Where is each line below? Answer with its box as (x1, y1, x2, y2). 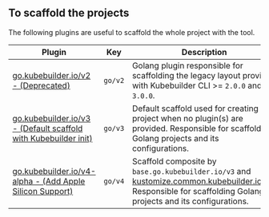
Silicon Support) (12, 185, 74, 196)
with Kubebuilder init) (12, 132, 93, 144)
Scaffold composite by (131, 156, 217, 167)
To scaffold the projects (8, 6, 130, 20)
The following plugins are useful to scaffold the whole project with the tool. (8, 27, 255, 37)
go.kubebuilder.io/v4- (12, 165, 96, 176)
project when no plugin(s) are (131, 112, 244, 124)
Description (181, 46, 227, 57)
